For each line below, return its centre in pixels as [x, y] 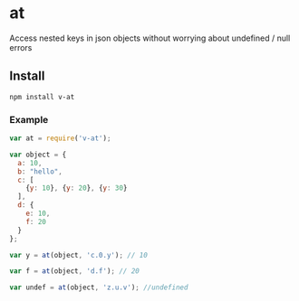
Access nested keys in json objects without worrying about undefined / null [150, 38]
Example [29, 119]
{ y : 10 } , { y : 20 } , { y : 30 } [77, 188]
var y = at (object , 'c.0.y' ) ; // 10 [78, 255]
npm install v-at [42, 97]
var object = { [38, 155]
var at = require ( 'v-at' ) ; [60, 138]
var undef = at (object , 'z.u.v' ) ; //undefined [99, 287]
